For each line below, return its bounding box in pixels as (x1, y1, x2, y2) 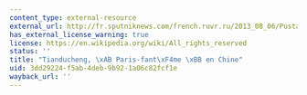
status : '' (9, 47, 51, 56)
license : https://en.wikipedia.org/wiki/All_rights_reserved (9, 38, 248, 48)
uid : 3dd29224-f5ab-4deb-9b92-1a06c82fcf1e (9, 64, 178, 73)
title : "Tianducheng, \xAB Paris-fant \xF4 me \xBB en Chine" (9, 55, 244, 64)
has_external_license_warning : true (9, 30, 149, 39)
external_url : (9, 22, 64, 31)
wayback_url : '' (9, 72, 71, 81)
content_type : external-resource (9, 13, 137, 23)
